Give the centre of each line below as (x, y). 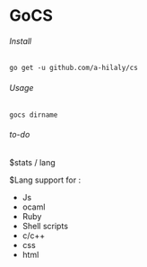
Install (21, 40)
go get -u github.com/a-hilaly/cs (74, 68)
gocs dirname (34, 115)
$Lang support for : (45, 180)
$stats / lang (32, 162)
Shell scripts (45, 226)
